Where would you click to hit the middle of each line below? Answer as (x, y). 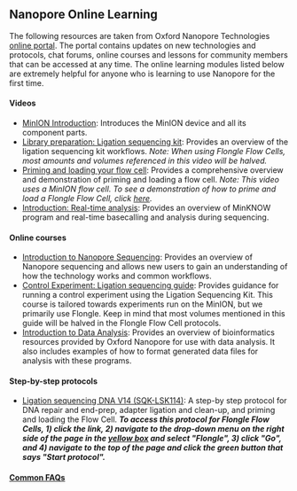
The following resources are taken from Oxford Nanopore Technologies (140, 35)
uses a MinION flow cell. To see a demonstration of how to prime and (149, 189)
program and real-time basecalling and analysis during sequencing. (145, 217)
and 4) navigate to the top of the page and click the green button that (152, 448)
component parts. (55, 133)
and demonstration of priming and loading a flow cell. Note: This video (150, 180)
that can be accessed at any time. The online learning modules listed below (147, 64)
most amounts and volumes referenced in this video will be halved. (145, 161)
